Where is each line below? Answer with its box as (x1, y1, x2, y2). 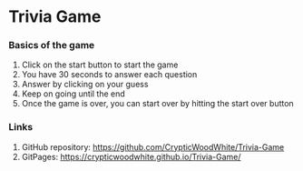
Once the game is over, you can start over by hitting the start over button (21, 98, 294, 109)
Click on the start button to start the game (21, 59, 179, 70)
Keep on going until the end (21, 88, 126, 99)
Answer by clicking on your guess (21, 79, 149, 90)
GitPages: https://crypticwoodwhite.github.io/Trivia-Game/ (21, 151, 241, 162)
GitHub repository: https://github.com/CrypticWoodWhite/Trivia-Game (21, 141, 285, 152)
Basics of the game (8, 39, 95, 52)
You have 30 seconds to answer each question (21, 69, 198, 80)
